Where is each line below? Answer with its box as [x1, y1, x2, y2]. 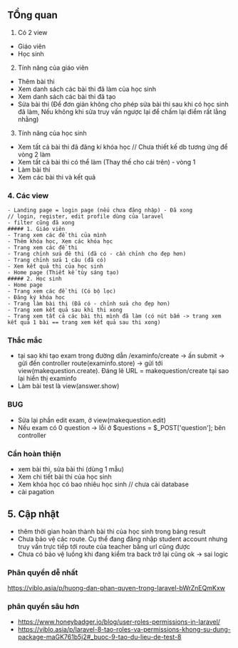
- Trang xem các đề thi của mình [7, 231, 107, 239]
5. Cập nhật [7, 508, 59, 521]
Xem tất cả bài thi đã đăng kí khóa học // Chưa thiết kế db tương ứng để [17, 142, 228, 151]
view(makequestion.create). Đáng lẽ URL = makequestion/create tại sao [17, 367, 229, 375]
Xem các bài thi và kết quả [17, 172, 96, 181]
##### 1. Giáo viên [7, 226, 66, 233]
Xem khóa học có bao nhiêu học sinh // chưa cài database [17, 480, 189, 488]
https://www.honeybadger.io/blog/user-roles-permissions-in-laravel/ [17, 617, 221, 626]
